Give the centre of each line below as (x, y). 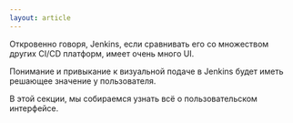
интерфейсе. (34, 108)
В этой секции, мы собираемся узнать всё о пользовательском (133, 98)
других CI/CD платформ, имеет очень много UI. (102, 53)
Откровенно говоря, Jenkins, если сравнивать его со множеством (139, 44)
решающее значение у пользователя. (83, 81)
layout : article (40, 18)
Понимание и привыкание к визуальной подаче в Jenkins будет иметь (146, 71)
